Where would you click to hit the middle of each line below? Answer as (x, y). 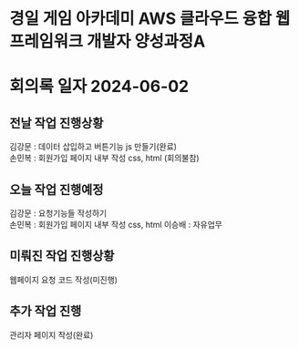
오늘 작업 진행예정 (57, 189)
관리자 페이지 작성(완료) (52, 334)
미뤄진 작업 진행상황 (62, 256)
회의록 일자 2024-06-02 (99, 87)
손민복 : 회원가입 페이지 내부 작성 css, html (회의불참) (104, 158)
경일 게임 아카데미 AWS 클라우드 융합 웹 (150, 19)
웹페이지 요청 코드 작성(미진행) (64, 280)
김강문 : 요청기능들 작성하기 (58, 213)
